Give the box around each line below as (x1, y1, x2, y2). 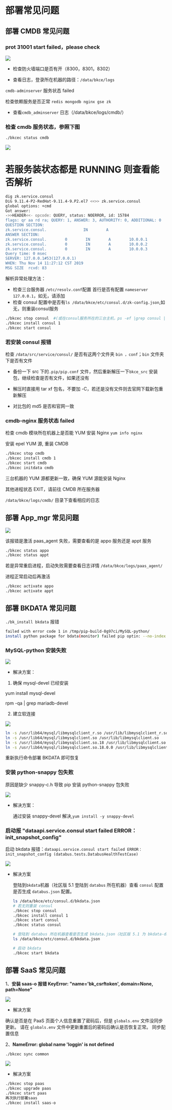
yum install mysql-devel (5, 690, 55, 696)
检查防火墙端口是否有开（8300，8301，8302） (12, 65, 113, 72)
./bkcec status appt (5, 553, 50, 558)
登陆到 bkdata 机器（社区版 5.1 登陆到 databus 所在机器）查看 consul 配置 (12, 882, 164, 888)
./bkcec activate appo (5, 583, 54, 589)
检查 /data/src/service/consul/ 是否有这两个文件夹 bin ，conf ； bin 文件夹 (5, 351, 164, 357)
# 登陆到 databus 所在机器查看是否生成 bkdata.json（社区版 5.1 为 (12, 932, 146, 937)
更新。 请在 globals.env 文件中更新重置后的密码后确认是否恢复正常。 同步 (5, 1024, 161, 1030)
